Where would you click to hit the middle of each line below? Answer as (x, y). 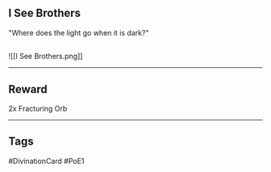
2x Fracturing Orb (38, 109)
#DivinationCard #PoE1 (46, 161)
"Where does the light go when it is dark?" (79, 32)
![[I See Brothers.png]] (46, 57)
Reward (28, 89)
